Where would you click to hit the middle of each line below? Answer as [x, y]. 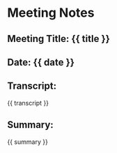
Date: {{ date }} [41, 62]
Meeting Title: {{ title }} [58, 39]
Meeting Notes [51, 13]
